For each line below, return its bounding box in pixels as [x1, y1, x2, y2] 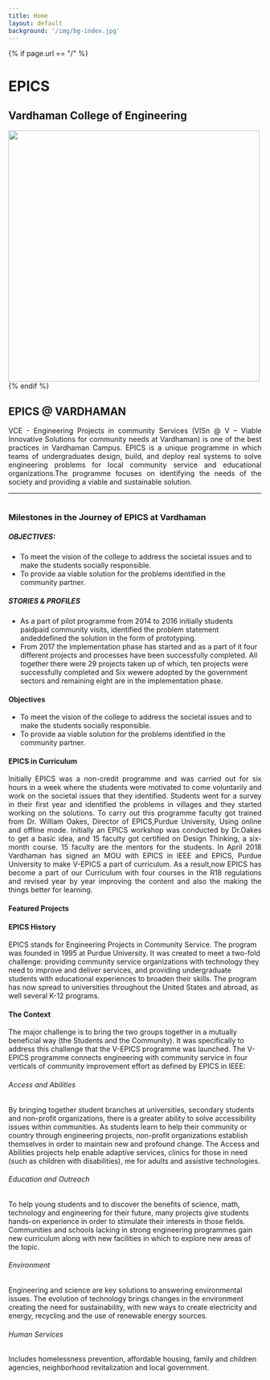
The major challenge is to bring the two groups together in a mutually [8, 1027, 237, 1037]
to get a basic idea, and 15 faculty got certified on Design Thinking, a [8, 833, 247, 844]
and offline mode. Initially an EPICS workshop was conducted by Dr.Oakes [8, 825, 262, 835]
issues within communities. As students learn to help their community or [8, 1122, 247, 1132]
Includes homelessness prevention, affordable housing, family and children [8, 1354, 257, 1364]
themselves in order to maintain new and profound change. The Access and [8, 1139, 260, 1149]
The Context [8, 1009, 51, 1019]
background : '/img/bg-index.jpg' [8, 27, 121, 35]
